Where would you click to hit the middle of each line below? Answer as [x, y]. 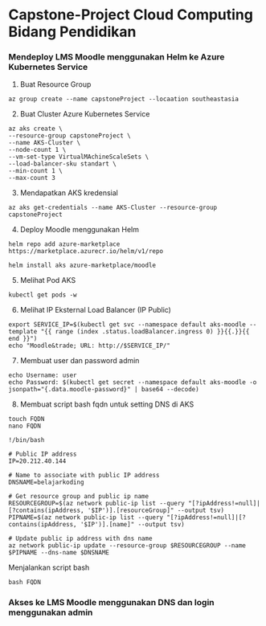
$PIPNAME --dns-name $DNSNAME [59, 553]
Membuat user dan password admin [80, 361]
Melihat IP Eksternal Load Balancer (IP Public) [95, 310]
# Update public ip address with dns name [80, 539]
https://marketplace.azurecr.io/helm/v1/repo [86, 252]
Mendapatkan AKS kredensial [69, 193]
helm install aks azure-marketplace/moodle [82, 266]
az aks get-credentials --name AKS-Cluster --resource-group [113, 208]
